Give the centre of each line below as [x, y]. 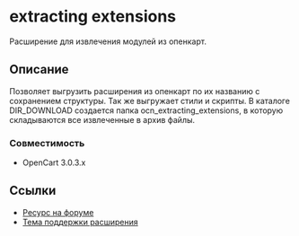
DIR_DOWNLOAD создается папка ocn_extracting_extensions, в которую [146, 110]
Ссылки [33, 191]
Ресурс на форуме [58, 212]
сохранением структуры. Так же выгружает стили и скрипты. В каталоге [149, 101]
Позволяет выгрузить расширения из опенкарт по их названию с [135, 91]
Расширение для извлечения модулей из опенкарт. [108, 41]
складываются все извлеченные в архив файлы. [102, 119]
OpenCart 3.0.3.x [54, 162]
